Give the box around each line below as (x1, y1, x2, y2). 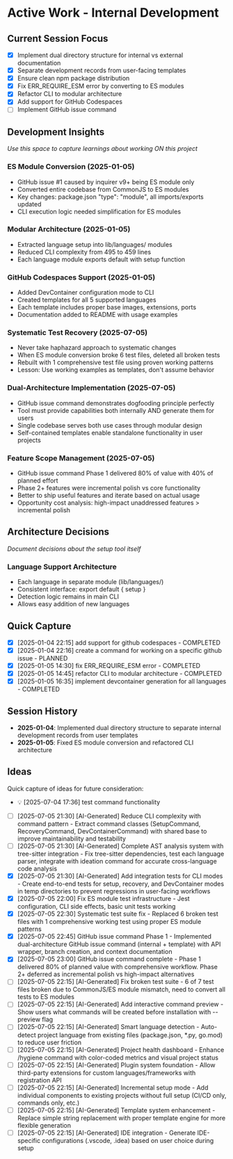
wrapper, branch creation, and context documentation (17, 948, 172, 956)
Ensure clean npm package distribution (17, 74, 130, 83)
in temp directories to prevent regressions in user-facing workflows (17, 887, 211, 895)
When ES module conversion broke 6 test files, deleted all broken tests (17, 351, 220, 359)
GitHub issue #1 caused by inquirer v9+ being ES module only (17, 177, 195, 186)
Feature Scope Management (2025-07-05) (7, 453, 155, 463)
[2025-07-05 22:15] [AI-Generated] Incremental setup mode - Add (17, 1083, 209, 1092)
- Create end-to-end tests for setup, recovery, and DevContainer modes (17, 880, 225, 888)
